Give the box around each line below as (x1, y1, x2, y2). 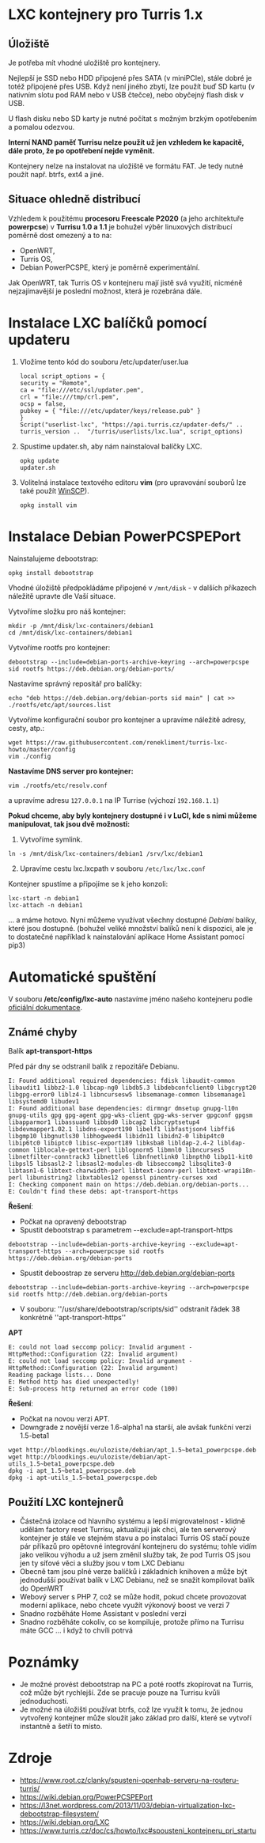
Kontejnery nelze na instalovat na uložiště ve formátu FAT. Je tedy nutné (8, 161, 244, 171)
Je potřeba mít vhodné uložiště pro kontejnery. (8, 58, 161, 67)
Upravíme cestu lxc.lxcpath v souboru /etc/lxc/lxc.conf (19, 864, 206, 873)
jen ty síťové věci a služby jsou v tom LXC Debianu (19, 1558, 184, 1568)
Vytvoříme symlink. (19, 834, 83, 844)
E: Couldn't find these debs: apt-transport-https (8, 1188, 179, 1196)
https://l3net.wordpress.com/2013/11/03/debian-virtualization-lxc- (19, 1801, 236, 1811)
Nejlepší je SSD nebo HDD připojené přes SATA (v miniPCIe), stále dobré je (8, 74, 252, 82)
